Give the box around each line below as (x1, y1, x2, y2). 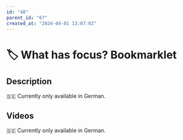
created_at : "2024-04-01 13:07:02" (6, 20, 97, 26)
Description (6, 76, 52, 86)
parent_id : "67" (6, 15, 48, 21)
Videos (6, 111, 34, 121)
